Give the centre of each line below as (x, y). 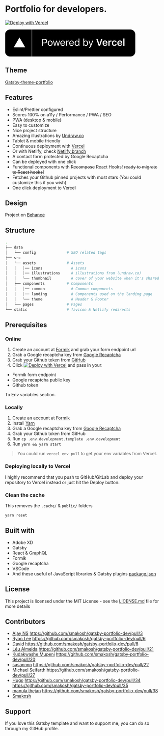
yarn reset (16, 516)
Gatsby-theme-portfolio (29, 82)
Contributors (25, 621)
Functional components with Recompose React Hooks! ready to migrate (85, 167)
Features (19, 97)
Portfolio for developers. (56, 9)
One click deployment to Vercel (44, 188)
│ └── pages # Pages (44, 304)
